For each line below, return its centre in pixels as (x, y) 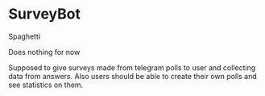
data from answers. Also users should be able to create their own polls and (132, 76)
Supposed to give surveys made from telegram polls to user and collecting (132, 67)
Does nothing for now (44, 52)
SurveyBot (44, 14)
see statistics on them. (46, 85)
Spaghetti (25, 36)
